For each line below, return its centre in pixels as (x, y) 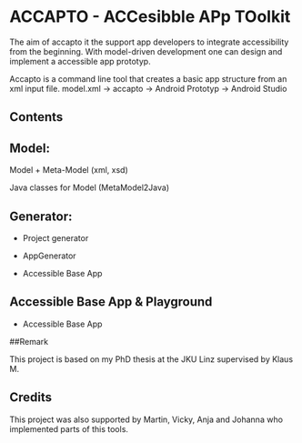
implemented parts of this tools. (69, 428)
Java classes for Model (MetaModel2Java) (90, 187)
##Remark (29, 341)
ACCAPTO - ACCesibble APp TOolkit (150, 17)
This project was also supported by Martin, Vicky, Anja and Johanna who (146, 419)
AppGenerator (49, 256)
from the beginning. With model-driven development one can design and (146, 51)
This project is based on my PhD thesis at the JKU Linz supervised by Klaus (151, 359)
